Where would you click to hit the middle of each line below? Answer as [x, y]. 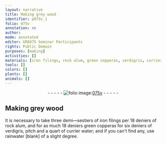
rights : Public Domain [28, 47]
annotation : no [21, 28]
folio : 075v [17, 24]
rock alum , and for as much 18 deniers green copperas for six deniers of [79, 125]
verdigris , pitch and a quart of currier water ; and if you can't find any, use [80, 131]
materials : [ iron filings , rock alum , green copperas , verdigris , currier [84, 60]
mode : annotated [22, 38]
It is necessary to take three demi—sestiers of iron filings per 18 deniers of [81, 120]
